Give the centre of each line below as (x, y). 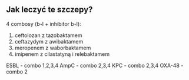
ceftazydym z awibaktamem (49, 41)
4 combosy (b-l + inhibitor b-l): (44, 24)
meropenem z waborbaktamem (53, 48)
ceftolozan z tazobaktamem (48, 35)
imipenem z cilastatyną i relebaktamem (62, 54)
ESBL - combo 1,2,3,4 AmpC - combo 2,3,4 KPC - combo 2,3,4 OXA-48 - (95, 65)
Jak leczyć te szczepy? (49, 10)
